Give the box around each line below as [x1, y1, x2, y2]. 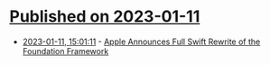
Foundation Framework [22, 45, 109, 56]
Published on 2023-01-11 [9, 6, 200, 27]
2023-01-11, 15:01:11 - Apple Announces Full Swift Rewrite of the [22, 36, 261, 47]
